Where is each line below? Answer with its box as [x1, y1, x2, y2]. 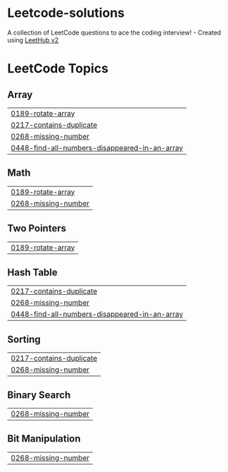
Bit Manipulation [7, 432, 81, 445]
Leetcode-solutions [7, 5, 125, 21]
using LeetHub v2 [7, 35, 59, 44]
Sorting [7, 333, 41, 345]
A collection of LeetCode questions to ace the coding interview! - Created [7, 28, 222, 37]
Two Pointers [7, 222, 67, 234]
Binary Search [7, 389, 71, 401]
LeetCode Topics [7, 61, 109, 77]
